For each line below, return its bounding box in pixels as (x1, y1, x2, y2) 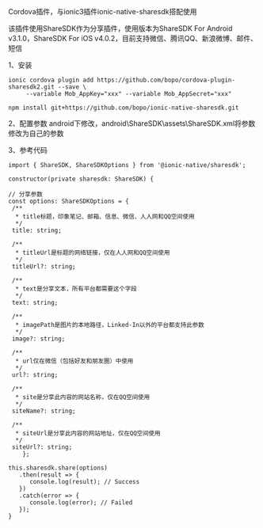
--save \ (58, 83, 87, 91)
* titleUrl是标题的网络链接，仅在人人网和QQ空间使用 (15, 249, 170, 256)
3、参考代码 (8, 146, 48, 154)
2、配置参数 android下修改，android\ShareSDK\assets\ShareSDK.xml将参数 (8, 119, 256, 128)
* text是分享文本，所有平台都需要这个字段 (15, 285, 137, 293)
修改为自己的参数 (8, 129, 64, 138)
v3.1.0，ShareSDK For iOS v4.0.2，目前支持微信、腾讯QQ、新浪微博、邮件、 (8, 34, 257, 43)
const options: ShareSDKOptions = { (8, 197, 129, 205)
